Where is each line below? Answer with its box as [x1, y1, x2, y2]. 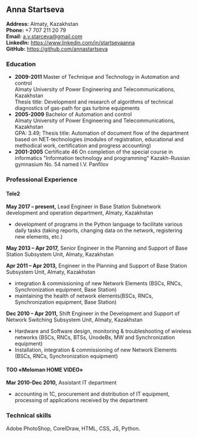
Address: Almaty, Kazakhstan [6, 20, 79, 27]
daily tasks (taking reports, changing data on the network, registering [14, 227, 183, 234]
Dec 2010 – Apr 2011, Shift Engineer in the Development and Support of [6, 310, 180, 317]
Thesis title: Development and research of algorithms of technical [14, 98, 173, 105]
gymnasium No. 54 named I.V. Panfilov [14, 161, 109, 168]
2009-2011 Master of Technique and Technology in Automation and [14, 73, 179, 81]
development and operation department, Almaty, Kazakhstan [6, 209, 154, 216]
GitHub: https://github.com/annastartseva [6, 45, 108, 52]
